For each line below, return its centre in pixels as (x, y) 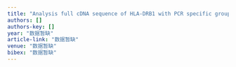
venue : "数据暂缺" (32, 46)
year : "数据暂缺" (31, 33)
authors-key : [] (31, 27)
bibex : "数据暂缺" (32, 53)
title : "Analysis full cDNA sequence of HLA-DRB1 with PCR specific (110, 14)
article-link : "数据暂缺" (43, 40)
